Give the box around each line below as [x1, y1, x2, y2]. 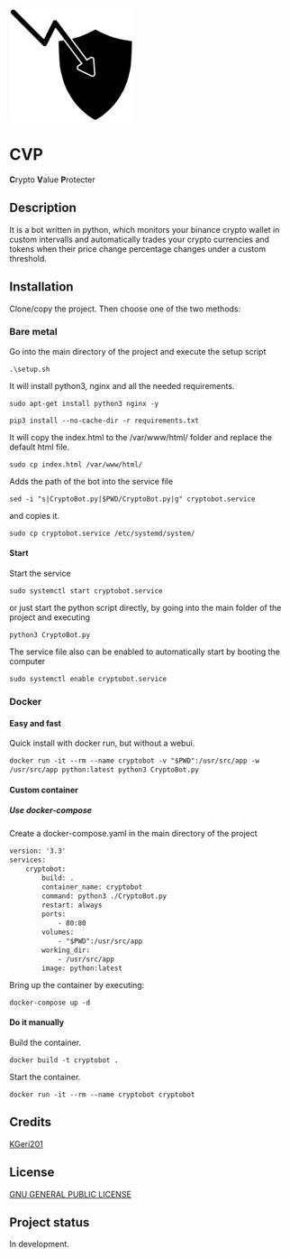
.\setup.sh [9, 365, 50, 374]
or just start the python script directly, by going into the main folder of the [9, 603, 282, 614]
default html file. [9, 441, 70, 452]
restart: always [41, 901, 103, 910]
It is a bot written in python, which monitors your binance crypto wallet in [9, 224, 280, 235]
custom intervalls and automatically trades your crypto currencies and [9, 234, 270, 245]
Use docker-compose [9, 805, 93, 816]
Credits [9, 1115, 52, 1130]
